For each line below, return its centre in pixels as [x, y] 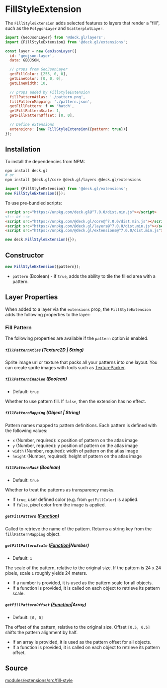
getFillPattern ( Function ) [32, 516]
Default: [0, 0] [28, 617]
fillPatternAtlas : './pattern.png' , [47, 97]
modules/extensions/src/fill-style [39, 680]
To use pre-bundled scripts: [34, 203]
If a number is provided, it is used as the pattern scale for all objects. [83, 583]
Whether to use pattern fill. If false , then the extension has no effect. [76, 401]
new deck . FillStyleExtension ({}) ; [41, 240]
